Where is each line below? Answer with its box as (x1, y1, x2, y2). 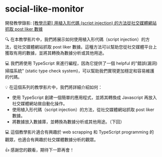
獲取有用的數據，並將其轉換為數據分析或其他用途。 (5, 50, 107, 56)
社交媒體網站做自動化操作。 (12, 100, 68, 106)
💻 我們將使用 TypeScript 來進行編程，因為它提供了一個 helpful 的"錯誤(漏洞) (5, 60, 158, 66)
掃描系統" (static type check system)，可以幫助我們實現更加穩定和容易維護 (5, 68, 155, 74)
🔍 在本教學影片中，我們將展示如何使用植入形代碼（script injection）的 (5, 36, 146, 42)
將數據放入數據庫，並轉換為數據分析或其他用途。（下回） (12, 119, 125, 125)
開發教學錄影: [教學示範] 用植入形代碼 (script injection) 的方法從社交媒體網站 (5, 20, 157, 26)
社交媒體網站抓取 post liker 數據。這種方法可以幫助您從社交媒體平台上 (17, 44, 157, 49)
